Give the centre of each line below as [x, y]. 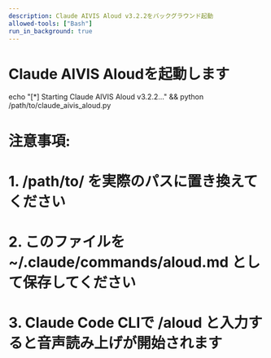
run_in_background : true [50, 31]
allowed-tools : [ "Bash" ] [50, 24]
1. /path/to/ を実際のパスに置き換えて [133, 181]
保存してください [80, 282]
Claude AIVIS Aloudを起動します [119, 74]
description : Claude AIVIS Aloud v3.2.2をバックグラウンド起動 [111, 16]
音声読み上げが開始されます [130, 343]
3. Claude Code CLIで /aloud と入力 [129, 323]
